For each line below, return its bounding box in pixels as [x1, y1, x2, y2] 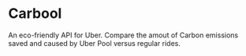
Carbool [8, 5, 62, 23]
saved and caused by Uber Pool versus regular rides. [8, 38, 181, 47]
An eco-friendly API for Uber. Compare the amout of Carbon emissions [8, 30, 239, 40]
